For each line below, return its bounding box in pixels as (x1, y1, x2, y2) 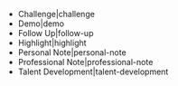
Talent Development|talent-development (17, 66, 169, 77)
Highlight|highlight (17, 37, 88, 48)
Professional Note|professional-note (17, 57, 154, 67)
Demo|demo (17, 18, 65, 29)
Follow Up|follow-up (17, 28, 94, 38)
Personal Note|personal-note (17, 47, 126, 58)
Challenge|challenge (17, 9, 95, 19)
